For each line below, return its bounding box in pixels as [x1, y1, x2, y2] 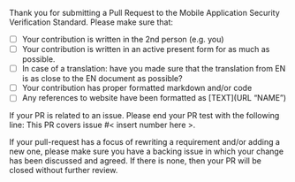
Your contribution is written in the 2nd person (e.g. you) [21, 34, 224, 44]
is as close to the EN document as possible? [21, 73, 183, 84]
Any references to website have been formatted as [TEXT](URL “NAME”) [21, 93, 287, 103]
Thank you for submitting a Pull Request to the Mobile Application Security [9, 8, 280, 18]
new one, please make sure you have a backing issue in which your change [9, 146, 284, 157]
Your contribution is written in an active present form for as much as [21, 44, 270, 55]
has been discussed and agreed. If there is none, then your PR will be [9, 155, 262, 166]
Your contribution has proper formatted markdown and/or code [21, 83, 253, 94]
